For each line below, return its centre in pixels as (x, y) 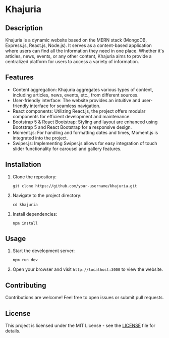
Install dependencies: (35, 214)
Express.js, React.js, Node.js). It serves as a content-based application (79, 45)
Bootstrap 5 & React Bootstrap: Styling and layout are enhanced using (85, 122)
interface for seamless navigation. (65, 106)
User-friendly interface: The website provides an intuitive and (76, 100)
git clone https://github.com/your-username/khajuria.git (75, 186)
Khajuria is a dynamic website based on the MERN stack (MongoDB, (76, 40)
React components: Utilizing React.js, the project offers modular (79, 111)
